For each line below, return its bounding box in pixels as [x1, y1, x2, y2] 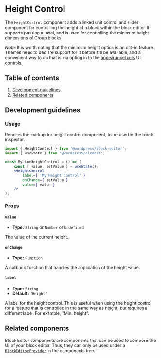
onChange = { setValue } [22, 177, 68, 183]
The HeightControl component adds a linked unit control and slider [5, 19, 139, 25]
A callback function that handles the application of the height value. [5, 264, 140, 270]
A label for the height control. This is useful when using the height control [5, 300, 152, 306]
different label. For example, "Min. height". [5, 310, 90, 316]
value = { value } [22, 182, 55, 187]
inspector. [5, 137, 25, 143]
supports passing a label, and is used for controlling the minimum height [5, 30, 149, 35]
